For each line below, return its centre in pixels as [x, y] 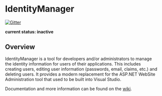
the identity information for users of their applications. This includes [73, 64]
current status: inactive [29, 32]
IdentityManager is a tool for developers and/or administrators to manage [79, 59]
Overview [20, 47]
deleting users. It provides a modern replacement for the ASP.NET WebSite [80, 74]
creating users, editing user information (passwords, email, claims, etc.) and [81, 69]
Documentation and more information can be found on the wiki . [69, 89]
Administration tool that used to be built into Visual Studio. [63, 79]
